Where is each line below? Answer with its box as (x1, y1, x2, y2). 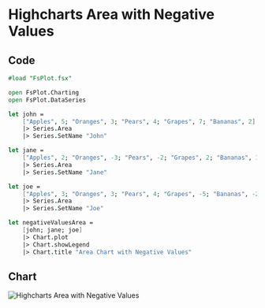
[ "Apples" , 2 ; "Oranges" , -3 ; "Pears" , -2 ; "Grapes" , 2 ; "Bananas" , (22, 154, 252, 161)
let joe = (8, 183, 41, 191)
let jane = (8, 147, 44, 154)
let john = (8, 110, 44, 118)
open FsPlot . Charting (8, 88, 80, 96)
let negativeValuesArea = (8, 219, 93, 227)
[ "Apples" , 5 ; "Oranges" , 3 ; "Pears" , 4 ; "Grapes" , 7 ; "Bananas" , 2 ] (22, 117, 256, 125)
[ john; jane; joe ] (22, 226, 83, 234)
